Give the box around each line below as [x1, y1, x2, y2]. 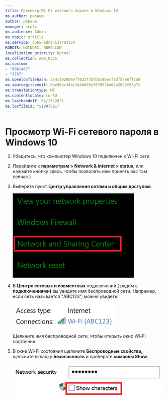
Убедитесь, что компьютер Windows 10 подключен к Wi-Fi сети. [12, 153, 151, 159]
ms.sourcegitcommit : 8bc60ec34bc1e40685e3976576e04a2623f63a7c [5, 83, 141, 88]
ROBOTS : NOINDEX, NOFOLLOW [5, 45, 62, 50]
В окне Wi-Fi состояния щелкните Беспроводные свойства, [12, 348, 143, 354]
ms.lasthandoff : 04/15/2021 [5, 98, 64, 103]
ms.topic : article [5, 35, 44, 40]
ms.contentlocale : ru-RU [5, 93, 57, 98]
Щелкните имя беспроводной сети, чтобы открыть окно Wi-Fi [12, 333, 146, 339]
